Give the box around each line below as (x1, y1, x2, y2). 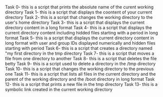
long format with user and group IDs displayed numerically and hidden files (5, 40, 156, 46)
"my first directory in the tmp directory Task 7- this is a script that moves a (5, 50, 154, 56)
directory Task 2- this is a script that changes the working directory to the (5, 15, 153, 20)
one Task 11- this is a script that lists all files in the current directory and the (5, 71, 156, 77)
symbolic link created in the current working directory (5, 87, 113, 92)
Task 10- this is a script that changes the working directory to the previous (5, 66, 154, 72)
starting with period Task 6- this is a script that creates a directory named (5, 46, 153, 51)
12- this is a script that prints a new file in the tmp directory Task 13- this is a (5, 81, 158, 87)
